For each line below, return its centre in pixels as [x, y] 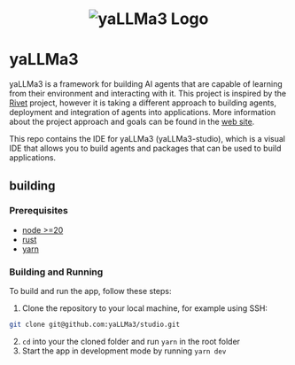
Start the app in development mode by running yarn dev [124, 351]
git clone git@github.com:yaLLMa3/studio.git [94, 325]
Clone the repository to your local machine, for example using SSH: [145, 308]
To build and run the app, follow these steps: [90, 291]
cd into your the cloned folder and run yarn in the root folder [131, 341]
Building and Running [56, 272]
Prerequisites [39, 211]
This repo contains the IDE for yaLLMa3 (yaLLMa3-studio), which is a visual [147, 139]
